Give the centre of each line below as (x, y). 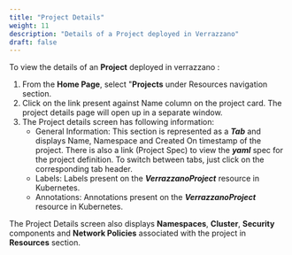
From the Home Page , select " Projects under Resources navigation (145, 84)
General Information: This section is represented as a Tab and (148, 131)
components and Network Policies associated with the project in (127, 233)
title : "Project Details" (57, 17)
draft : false (33, 42)
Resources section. (45, 243)
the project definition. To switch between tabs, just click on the (150, 159)
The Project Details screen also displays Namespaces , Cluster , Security (142, 224)
